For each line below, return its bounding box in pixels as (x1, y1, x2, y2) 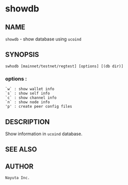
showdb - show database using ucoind (5, 36, 82, 42)
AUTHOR (5, 162, 34, 171)
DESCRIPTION (5, 118, 50, 126)
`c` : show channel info (5, 95, 57, 100)
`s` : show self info (5, 91, 50, 96)
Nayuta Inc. (5, 176, 30, 181)
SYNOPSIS (5, 50, 39, 59)
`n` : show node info (5, 100, 50, 105)
